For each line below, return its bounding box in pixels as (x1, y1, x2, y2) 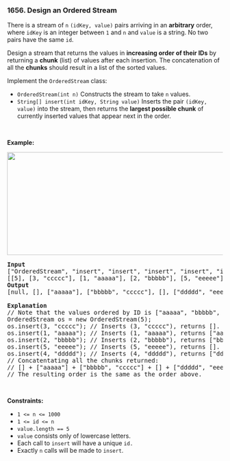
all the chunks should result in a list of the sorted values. (7, 64, 167, 72)
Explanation (7, 302, 47, 310)
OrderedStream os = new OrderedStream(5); (7, 316, 152, 324)
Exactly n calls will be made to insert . (16, 447, 124, 455)
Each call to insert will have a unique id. (16, 439, 133, 447)
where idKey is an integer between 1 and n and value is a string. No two (7, 28, 209, 36)
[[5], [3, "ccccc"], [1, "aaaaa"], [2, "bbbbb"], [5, (7, 274, 192, 283)
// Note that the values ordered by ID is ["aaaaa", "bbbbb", (7, 309, 220, 317)
